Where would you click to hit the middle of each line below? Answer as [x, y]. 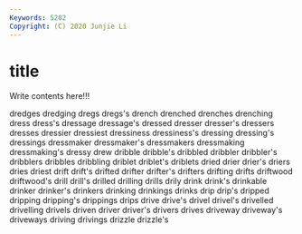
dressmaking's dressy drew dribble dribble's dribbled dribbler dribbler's [143, 152]
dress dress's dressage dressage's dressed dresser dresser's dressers [142, 123]
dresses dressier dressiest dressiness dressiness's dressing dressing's [142, 133]
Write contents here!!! [50, 96]
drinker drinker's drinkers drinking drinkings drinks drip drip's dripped [139, 190]
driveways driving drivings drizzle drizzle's [89, 219]
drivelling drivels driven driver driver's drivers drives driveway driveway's [146, 210]
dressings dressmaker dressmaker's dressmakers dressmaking [127, 142]
